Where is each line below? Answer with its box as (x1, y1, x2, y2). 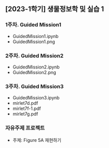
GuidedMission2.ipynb (12, 64, 60, 70)
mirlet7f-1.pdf (12, 105, 42, 112)
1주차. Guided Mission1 (5, 21, 62, 28)
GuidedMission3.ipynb (12, 95, 60, 101)
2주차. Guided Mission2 (5, 52, 64, 59)
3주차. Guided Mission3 (5, 83, 64, 90)
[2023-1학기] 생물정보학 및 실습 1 (5, 5, 104, 14)
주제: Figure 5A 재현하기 (12, 137, 62, 143)
